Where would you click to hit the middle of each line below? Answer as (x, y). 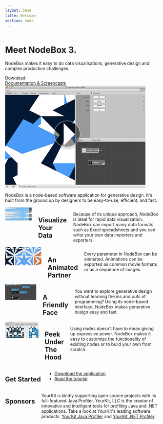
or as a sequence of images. (113, 270)
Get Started (23, 379)
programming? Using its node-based (112, 302)
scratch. (78, 349)
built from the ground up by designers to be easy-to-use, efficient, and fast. (81, 200)
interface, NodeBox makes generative (112, 307)
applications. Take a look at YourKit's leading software (96, 411)
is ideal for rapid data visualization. (108, 219)
